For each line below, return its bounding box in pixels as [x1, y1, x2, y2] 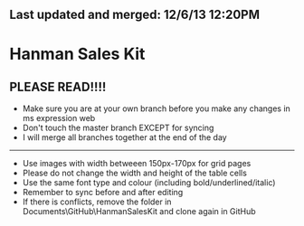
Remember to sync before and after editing [22, 187, 184, 198]
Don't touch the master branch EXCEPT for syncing [22, 122, 214, 134]
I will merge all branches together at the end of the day [22, 132, 228, 143]
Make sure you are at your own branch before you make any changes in [22, 103, 291, 114]
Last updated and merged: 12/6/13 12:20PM [9, 7, 261, 23]
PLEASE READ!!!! [9, 79, 107, 94]
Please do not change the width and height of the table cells [22, 167, 247, 179]
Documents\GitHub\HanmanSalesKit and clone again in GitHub [22, 206, 256, 217]
